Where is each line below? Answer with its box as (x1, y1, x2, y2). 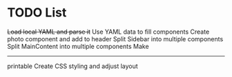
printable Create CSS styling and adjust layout (7, 62, 138, 70)
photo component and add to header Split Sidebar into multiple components (7, 34, 224, 43)
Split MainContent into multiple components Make (7, 42, 150, 50)
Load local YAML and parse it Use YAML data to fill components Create (7, 27, 210, 36)
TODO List (7, 5, 67, 21)
